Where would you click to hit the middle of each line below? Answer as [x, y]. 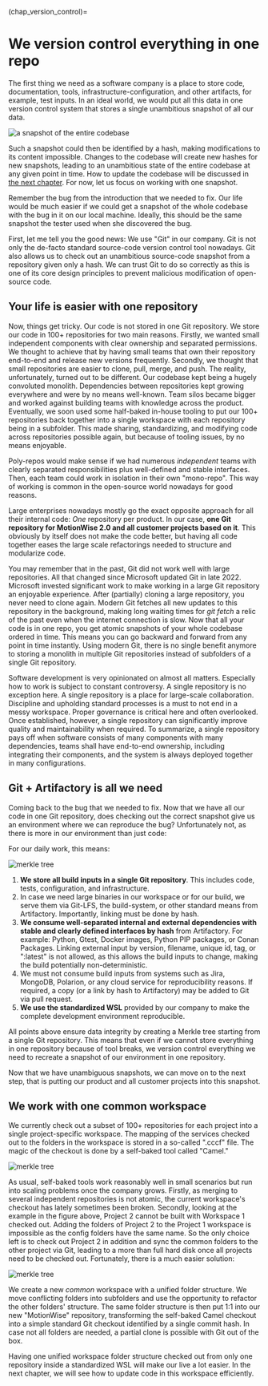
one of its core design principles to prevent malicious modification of [122, 273]
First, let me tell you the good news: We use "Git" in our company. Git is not [132, 239]
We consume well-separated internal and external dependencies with [138, 922]
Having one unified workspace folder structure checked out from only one [131, 1356]
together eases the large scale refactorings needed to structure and [120, 544]
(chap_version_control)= [48, 12]
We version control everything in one [134, 44]
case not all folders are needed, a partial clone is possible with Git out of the [134, 1332]
